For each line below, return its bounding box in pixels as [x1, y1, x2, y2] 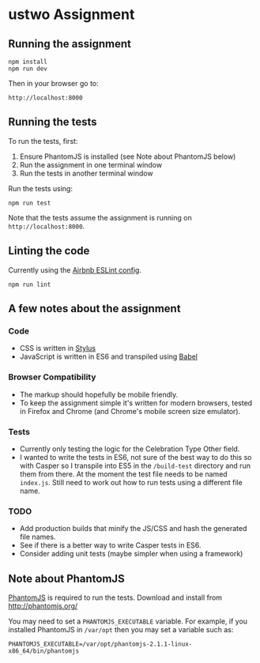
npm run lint [8, 281, 51, 288]
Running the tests [8, 115, 97, 129]
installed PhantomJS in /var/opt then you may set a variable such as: [8, 625, 234, 635]
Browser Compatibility [8, 371, 96, 382]
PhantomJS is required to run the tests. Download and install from [8, 593, 223, 602]
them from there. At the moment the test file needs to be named [19, 469, 228, 479]
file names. [19, 532, 56, 542]
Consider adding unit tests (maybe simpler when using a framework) [19, 549, 243, 559]
